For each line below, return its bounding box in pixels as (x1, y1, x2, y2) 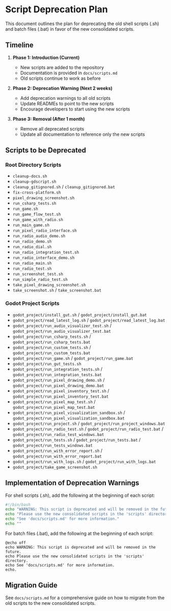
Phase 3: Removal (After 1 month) (12, 116, 85, 122)
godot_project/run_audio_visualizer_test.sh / (12, 322, 112, 329)
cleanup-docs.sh (12, 174, 47, 179)
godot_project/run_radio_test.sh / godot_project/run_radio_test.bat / (12, 426, 164, 432)
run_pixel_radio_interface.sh (12, 228, 77, 233)
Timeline (5, 41, 34, 50)
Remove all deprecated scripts (20, 125, 84, 132)
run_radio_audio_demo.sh (12, 234, 66, 239)
